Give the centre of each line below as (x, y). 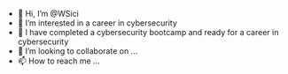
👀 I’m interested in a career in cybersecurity (97, 23)
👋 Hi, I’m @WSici (48, 14)
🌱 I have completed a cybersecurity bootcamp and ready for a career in (148, 32)
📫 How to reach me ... (58, 61)
